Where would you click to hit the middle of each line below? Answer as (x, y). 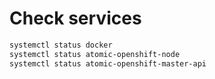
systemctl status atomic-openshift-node (95, 54)
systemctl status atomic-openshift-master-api (108, 63)
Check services (75, 18)
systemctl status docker (61, 45)
